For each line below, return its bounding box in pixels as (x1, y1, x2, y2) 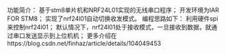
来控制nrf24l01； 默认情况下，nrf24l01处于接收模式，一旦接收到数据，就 (7, 23, 212, 31)
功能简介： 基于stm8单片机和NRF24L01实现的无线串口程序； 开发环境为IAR (7, 6, 219, 14)
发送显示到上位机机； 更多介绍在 (25, 31, 117, 40)
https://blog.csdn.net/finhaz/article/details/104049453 (7, 40, 162, 47)
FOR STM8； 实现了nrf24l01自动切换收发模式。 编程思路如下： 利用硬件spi (7, 14, 218, 23)
